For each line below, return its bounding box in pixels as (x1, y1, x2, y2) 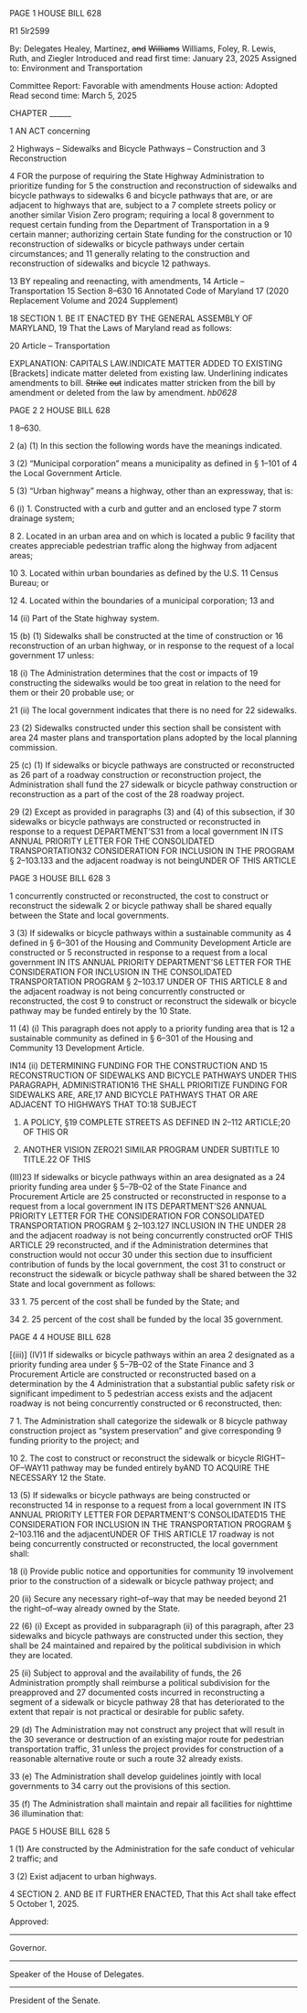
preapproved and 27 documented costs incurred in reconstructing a (9, 1687, 265, 1698)
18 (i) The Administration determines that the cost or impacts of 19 (9, 667, 259, 678)
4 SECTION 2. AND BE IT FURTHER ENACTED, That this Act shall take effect (9, 1889, 297, 1900)
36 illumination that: (9, 1808, 84, 1818)
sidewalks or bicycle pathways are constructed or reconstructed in (9, 816, 261, 826)
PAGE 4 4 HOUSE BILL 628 (9, 1332, 111, 1342)
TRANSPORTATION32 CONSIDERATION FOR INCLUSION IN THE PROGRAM (9, 846, 295, 856)
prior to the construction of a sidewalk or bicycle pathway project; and (9, 1576, 274, 1586)
